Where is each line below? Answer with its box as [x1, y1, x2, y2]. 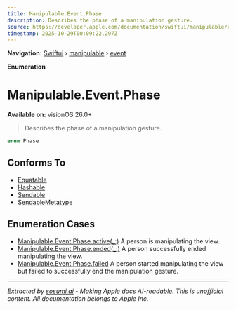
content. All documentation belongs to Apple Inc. [7, 294, 149, 302]
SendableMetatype [17, 198, 73, 206]
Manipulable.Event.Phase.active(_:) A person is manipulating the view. [17, 236, 220, 245]
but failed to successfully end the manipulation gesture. [17, 267, 179, 275]
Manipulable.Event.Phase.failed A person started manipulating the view [17, 259, 224, 267]
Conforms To [7, 157, 66, 169]
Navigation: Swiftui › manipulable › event [7, 49, 126, 58]
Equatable [17, 175, 47, 184]
